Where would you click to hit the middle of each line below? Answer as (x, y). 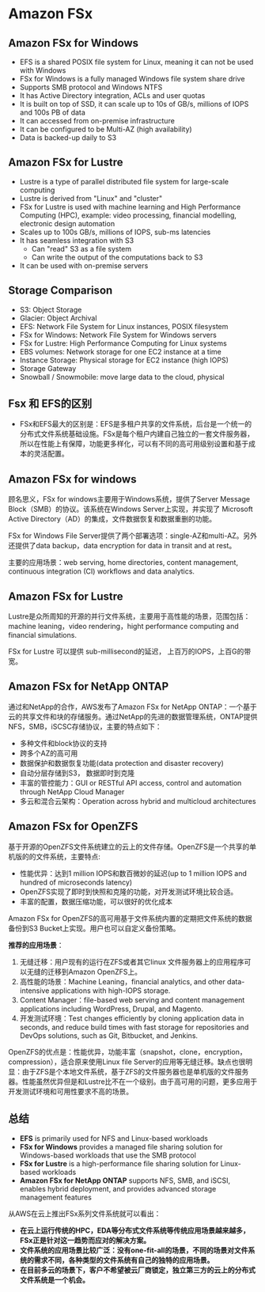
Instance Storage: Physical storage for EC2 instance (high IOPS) (124, 360)
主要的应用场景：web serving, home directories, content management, (123, 563)
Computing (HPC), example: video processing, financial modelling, (128, 215)
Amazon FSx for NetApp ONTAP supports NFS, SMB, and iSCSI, (125, 1180)
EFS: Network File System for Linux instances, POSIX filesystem (124, 326)
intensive (34, 991)
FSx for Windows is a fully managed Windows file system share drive (132, 79)
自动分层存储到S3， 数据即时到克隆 (77, 773)
